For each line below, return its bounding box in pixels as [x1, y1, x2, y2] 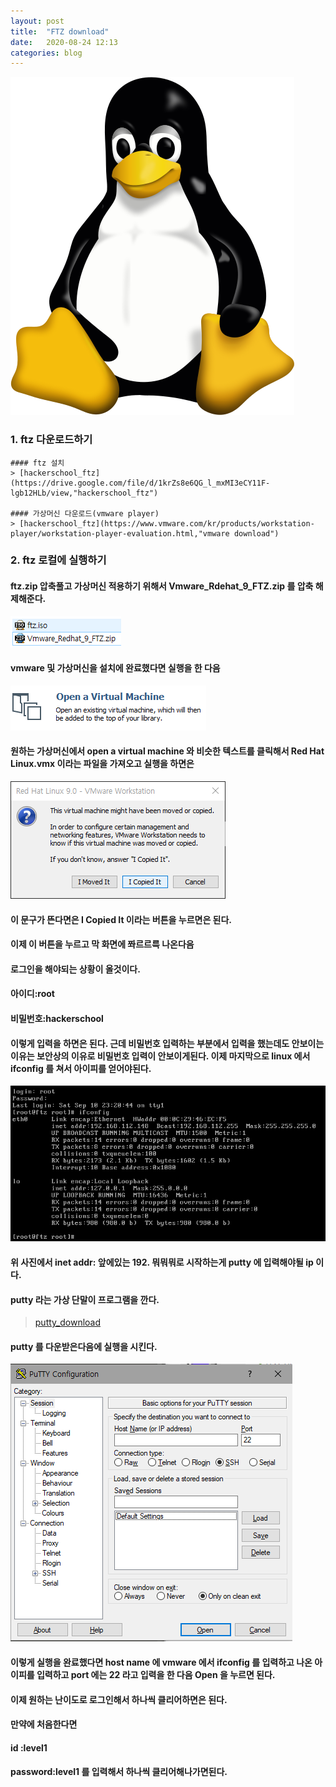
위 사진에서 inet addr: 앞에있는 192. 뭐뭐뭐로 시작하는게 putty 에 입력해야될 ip [10, 1256, 314, 1269]
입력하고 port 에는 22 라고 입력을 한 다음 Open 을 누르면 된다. [36, 1669, 276, 1681]
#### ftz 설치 [10, 458, 65, 468]
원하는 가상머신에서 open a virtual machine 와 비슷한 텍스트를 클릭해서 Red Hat [10, 745, 325, 757]
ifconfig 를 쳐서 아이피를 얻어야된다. [10, 1062, 152, 1074]
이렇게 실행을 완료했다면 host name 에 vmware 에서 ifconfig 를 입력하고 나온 [10, 1656, 313, 1669]
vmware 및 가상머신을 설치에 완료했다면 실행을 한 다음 [10, 662, 221, 674]
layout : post [10, 16, 65, 26]
